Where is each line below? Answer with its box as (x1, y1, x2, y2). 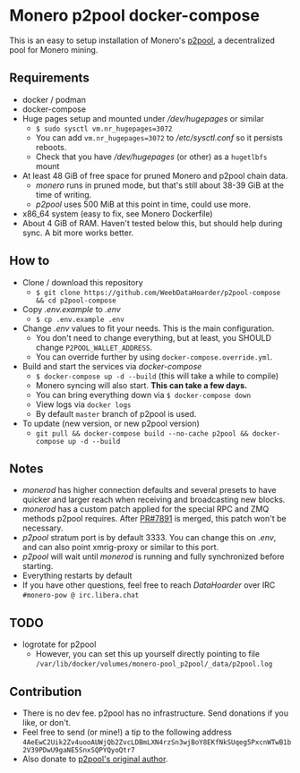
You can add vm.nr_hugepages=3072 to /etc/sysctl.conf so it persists (35, 132, 284, 143)
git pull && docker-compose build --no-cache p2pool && (35, 429, 249, 438)
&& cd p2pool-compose (35, 296, 116, 305)
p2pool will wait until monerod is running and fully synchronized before (21, 551, 285, 562)
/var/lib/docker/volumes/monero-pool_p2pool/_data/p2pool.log (35, 659, 273, 669)
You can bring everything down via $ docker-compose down (35, 389, 252, 400)
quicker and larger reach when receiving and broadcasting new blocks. (21, 494, 286, 505)
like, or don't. (21, 718, 72, 727)
